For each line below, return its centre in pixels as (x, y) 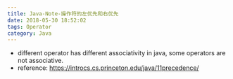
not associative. (40, 61)
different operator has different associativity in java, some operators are (121, 53)
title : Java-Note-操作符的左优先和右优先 (63, 14)
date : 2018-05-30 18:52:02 (47, 20)
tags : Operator (30, 27)
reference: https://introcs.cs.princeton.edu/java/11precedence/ (108, 68)
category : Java (30, 33)
